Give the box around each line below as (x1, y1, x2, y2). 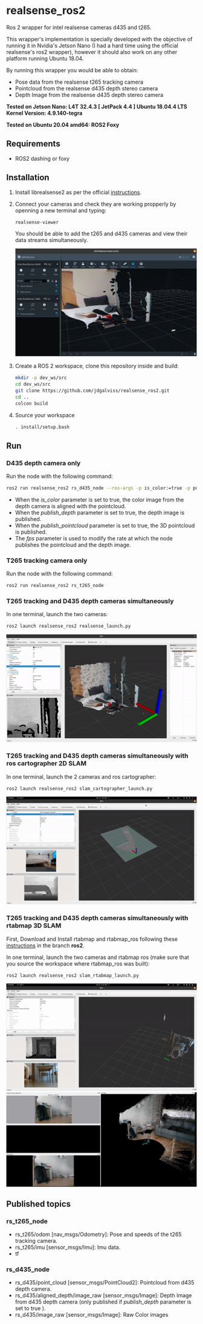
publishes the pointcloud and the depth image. (14, 541, 131, 548)
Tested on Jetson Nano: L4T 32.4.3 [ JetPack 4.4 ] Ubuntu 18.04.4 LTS (6, 102, 187, 110)
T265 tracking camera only (6, 556, 88, 565)
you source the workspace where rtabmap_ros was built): (6, 959, 150, 967)
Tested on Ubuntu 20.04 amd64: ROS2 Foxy (6, 121, 120, 128)
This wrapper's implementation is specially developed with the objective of (6, 35, 193, 42)
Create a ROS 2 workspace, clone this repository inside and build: (14, 362, 179, 370)
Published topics (6, 1198, 71, 1209)
